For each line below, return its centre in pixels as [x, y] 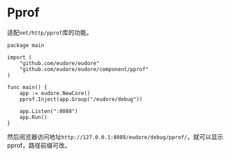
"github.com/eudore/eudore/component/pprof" [84, 69]
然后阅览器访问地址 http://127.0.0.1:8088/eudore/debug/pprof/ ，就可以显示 [115, 136]
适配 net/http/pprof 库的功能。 [50, 32]
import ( [20, 57]
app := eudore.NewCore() [55, 93]
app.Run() [34, 117]
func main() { [27, 87]
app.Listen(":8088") [49, 111]
